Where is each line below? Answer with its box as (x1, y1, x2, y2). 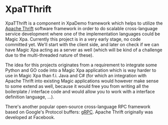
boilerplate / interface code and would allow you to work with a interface (5, 88, 155, 94)
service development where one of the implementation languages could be (5, 31, 160, 37)
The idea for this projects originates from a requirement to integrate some (5, 62, 157, 68)
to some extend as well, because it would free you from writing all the (5, 83, 149, 89)
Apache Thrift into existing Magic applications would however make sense (5, 78, 159, 84)
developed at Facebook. (5, 114, 55, 120)
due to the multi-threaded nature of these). (5, 52, 94, 58)
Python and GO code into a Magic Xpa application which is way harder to (5, 67, 156, 73)
